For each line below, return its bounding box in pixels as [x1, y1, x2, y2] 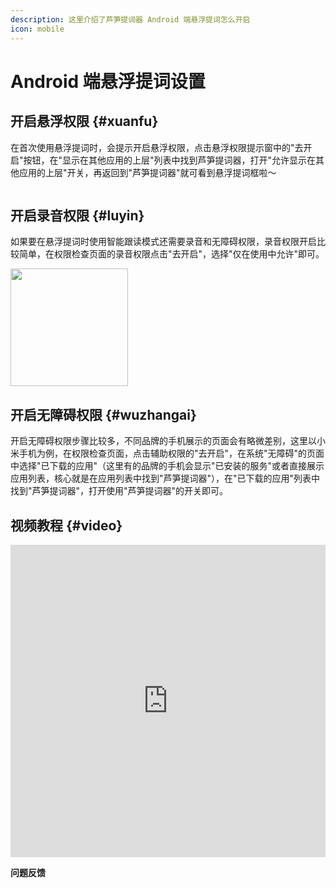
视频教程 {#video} [10, 517, 123, 534]
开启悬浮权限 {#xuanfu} [10, 113, 159, 130]
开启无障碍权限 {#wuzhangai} [10, 406, 197, 423]
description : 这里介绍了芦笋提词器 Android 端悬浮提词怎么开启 [10, 14, 251, 25]
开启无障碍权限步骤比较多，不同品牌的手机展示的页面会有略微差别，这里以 [10, 435, 317, 447]
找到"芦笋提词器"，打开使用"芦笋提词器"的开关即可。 [10, 485, 229, 497]
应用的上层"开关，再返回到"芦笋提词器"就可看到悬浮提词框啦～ [18, 166, 277, 178]
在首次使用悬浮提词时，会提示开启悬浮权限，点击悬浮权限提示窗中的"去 [10, 141, 304, 153]
